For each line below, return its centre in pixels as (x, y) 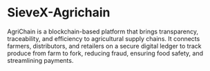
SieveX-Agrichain (59, 13)
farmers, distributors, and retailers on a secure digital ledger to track (104, 46)
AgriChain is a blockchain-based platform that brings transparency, (103, 31)
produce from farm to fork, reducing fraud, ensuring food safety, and (105, 53)
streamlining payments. (40, 60)
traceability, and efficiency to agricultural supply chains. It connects (104, 38)
